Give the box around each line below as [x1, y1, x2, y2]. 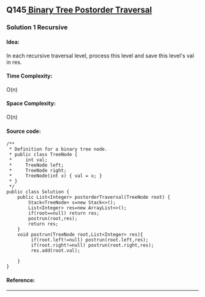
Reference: [6, 276, 35, 284]
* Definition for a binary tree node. [9, 146, 108, 152]
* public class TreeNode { [9, 152, 78, 158]
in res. [6, 58, 23, 66]
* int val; [9, 157, 48, 163]
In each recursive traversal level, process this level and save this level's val [6, 52, 194, 59]
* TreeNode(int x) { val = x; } [9, 173, 103, 179]
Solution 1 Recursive [6, 23, 68, 32]
